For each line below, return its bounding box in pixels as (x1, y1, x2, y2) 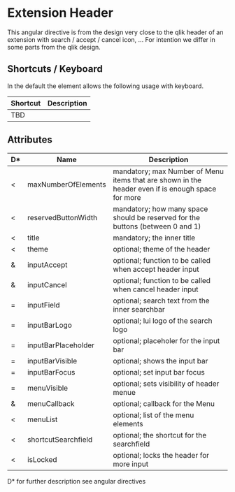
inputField (27, 300, 61, 310)
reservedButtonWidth (27, 212, 98, 222)
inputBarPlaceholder (27, 340, 95, 350)
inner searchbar (113, 304, 166, 314)
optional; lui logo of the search (113, 316, 213, 326)
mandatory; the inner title (113, 233, 196, 243)
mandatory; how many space (113, 204, 208, 214)
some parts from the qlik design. (7, 43, 101, 51)
